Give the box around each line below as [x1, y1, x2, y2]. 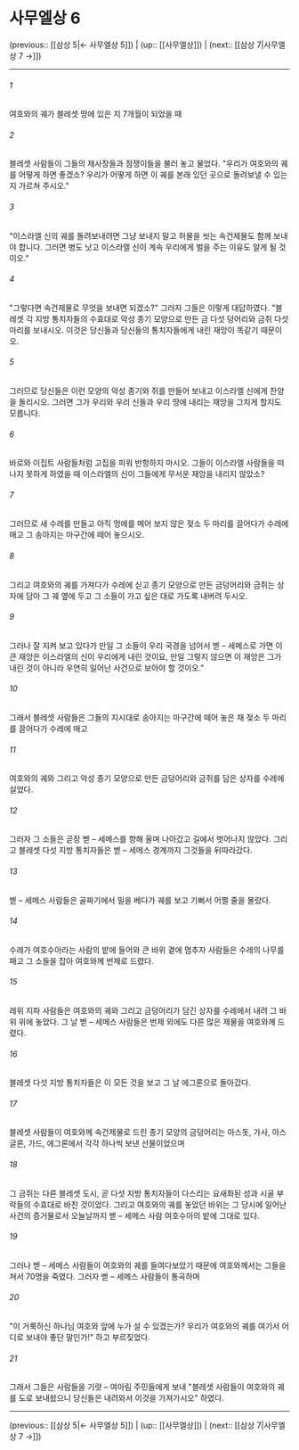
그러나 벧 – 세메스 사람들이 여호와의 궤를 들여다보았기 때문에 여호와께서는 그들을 [9, 1259, 287, 1271]
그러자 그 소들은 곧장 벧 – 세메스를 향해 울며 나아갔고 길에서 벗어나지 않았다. [9, 834, 271, 844]
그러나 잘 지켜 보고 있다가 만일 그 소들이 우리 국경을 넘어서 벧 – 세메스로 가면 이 [9, 639, 283, 651]
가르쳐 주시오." [18, 180, 69, 192]
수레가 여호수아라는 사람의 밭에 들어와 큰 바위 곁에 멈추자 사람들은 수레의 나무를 [9, 944, 285, 955]
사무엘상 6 [9, 8, 81, 29]
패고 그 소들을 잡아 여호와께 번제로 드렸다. [9, 955, 154, 966]
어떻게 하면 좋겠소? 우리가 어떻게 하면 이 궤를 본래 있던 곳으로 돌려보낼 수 [18, 169, 271, 180]
